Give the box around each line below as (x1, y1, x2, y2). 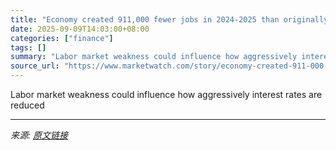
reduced (10, 99, 45, 111)
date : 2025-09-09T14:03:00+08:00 (10, 24, 150, 34)
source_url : (10, 61, 60, 71)
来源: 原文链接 (10, 129, 68, 141)
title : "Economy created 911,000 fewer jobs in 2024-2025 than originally (10, 14, 329, 25)
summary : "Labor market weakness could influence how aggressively (10, 52, 298, 62)
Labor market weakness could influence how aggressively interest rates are (10, 89, 323, 100)
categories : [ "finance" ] (10, 33, 114, 43)
